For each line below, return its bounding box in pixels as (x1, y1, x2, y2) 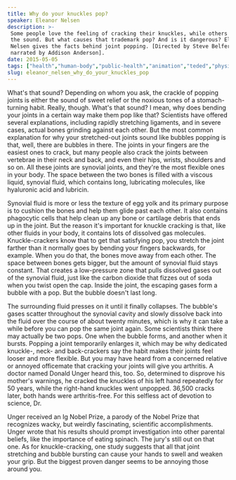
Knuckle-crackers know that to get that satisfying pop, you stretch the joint (7, 236, 225, 244)
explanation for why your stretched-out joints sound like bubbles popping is (7, 133, 226, 141)
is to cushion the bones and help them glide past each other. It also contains (7, 206, 228, 215)
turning (7, 103, 28, 112)
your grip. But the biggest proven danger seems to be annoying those (7, 457, 209, 465)
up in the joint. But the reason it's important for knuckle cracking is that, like (7, 221, 226, 229)
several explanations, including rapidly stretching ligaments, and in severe (7, 118, 221, 126)
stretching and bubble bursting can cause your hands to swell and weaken (7, 450, 223, 458)
